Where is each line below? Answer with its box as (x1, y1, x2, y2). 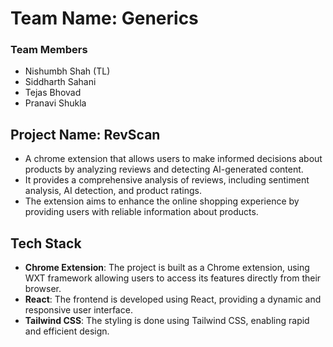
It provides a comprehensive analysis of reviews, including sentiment (24, 174, 310, 186)
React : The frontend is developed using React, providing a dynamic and (24, 293, 322, 306)
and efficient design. (24, 325, 110, 337)
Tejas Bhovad (24, 87, 82, 99)
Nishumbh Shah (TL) (24, 65, 111, 77)
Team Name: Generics (10, 7, 199, 30)
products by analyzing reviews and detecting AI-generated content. (24, 163, 304, 176)
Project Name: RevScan (10, 126, 161, 143)
